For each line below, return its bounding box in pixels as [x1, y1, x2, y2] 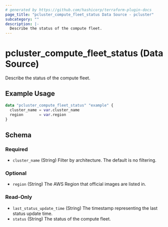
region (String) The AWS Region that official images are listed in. [12, 181, 146, 187]
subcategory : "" [5, 17, 39, 22]
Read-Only [5, 194, 33, 201]
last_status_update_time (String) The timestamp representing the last [12, 205, 157, 211]
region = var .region [10, 112, 66, 117]
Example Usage [5, 89, 55, 98]
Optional [5, 169, 27, 176]
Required [5, 146, 28, 153]
